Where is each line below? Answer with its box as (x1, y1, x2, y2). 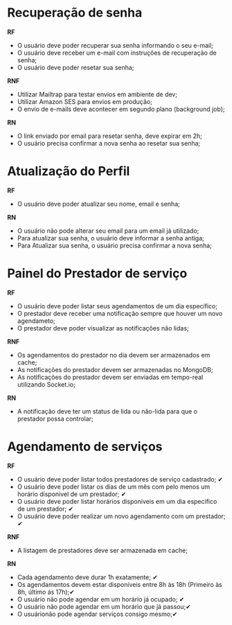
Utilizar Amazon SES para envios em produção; (17, 97, 152, 105)
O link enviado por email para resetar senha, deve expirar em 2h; (17, 132, 202, 140)
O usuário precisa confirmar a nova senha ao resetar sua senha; (17, 139, 201, 147)
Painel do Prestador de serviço (7, 265, 188, 281)
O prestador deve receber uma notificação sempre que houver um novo (17, 309, 223, 317)
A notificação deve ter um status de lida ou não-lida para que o (17, 407, 197, 415)
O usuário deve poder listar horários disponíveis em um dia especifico (17, 497, 217, 505)
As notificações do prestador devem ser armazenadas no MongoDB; (17, 365, 213, 373)
